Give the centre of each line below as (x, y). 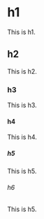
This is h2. (22, 71)
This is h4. (22, 137)
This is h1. (22, 32)
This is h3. (22, 105)
